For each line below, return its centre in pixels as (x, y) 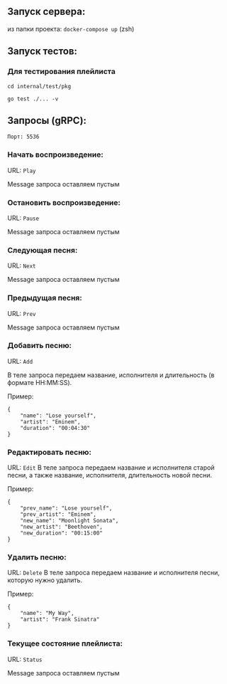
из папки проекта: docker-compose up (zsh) (71, 28)
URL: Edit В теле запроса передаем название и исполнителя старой (111, 468)
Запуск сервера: (46, 12)
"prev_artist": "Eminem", (59, 515)
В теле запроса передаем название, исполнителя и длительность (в (111, 375)
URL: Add (20, 361)
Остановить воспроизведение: (64, 202)
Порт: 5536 (23, 137)
